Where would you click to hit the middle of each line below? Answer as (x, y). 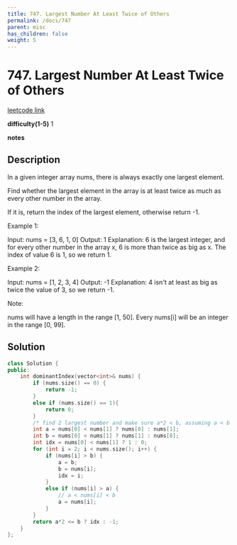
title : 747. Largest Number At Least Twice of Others (89, 14)
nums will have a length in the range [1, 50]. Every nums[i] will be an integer (118, 317)
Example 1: (23, 226)
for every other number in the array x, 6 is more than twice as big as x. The (117, 247)
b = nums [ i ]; (77, 469)
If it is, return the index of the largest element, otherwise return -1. (104, 212)
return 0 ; (60, 409)
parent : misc (27, 27)
